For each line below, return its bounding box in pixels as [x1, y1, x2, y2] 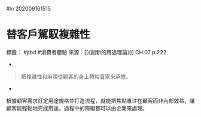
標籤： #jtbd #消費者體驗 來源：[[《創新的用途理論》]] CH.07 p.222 [6, 48, 166, 56]
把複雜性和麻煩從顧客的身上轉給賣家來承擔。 [20, 73, 132, 80]
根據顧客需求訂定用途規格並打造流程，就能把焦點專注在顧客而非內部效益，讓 [6, 97, 195, 104]
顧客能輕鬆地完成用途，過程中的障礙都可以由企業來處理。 [6, 104, 148, 112]
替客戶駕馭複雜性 [6, 28, 91, 41]
